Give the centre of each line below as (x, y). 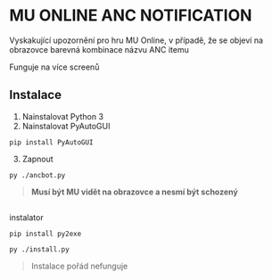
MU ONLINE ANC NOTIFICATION (131, 16)
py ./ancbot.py (37, 175)
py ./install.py (39, 250)
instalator (26, 218)
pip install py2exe (45, 234)
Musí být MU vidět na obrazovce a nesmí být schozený (134, 192)
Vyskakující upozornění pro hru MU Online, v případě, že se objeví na (136, 40)
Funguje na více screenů (54, 67)
